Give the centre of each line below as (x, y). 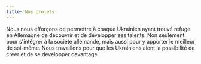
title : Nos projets (31, 12)
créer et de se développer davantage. (53, 54)
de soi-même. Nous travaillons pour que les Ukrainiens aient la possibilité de (100, 48)
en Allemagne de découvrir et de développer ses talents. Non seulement (95, 35)
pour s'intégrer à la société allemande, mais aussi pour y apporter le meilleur (100, 41)
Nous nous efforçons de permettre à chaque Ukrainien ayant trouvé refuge (98, 29)
